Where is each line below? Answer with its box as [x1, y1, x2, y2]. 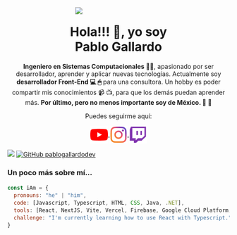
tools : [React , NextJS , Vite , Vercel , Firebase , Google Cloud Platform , [13, 207, 232, 214]
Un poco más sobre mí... [7, 167, 93, 177]
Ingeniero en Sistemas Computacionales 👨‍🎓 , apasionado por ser [23, 62, 214, 70]
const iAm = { [7, 184, 49, 192]
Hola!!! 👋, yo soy [70, 24, 167, 40]
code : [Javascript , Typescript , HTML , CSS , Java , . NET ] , [13, 199, 185, 206]
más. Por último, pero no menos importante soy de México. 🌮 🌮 [25, 98, 212, 106]
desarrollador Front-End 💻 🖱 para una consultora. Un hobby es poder [16, 77, 221, 86]
